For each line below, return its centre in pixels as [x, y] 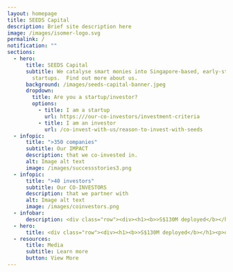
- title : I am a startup [74, 110]
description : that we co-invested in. [81, 155]
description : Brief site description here [69, 26]
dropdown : [40, 91]
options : [45, 104]
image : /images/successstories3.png [78, 168]
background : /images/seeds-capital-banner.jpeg [96, 84]
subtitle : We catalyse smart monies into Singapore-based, [112, 71]
